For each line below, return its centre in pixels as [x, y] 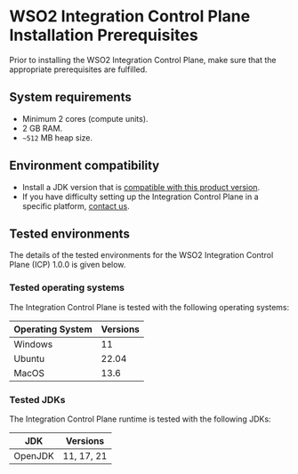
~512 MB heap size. [57, 137]
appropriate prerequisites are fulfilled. [79, 69]
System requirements [70, 97]
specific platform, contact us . [76, 205]
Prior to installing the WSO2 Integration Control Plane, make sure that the [143, 60]
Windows [33, 344]
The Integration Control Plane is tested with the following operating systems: [149, 307]
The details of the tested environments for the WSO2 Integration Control [141, 255]
